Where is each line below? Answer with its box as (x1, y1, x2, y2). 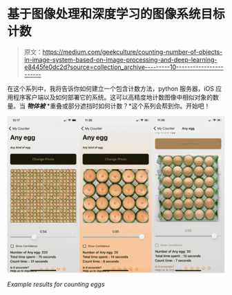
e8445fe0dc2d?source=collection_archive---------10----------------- (23, 63, 224, 71)
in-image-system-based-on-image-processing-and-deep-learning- (23, 55, 217, 64)
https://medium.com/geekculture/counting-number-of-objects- (42, 48, 223, 56)
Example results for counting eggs (7, 280, 105, 288)
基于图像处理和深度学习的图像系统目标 (7, 6, 226, 22)
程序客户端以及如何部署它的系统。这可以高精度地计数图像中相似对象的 (12, 93, 213, 101)
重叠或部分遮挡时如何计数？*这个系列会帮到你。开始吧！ (49, 102, 211, 110)
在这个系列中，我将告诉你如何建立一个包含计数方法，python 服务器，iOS (7, 84, 214, 93)
